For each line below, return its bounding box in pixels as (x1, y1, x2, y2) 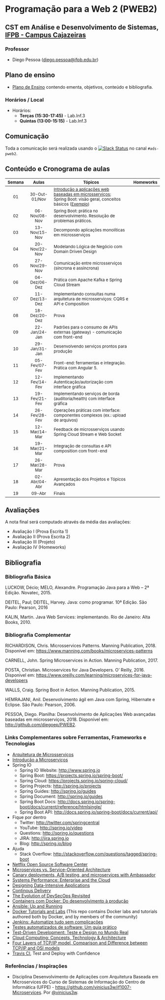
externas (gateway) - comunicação (54, 329, 122, 335)
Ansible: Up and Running (12, 903, 63, 909)
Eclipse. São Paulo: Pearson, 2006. (5, 702, 76, 708)
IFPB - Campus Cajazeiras (5, 31, 86, 39)
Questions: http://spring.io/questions (19, 830, 94, 836)
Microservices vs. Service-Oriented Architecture (12, 867, 110, 872)
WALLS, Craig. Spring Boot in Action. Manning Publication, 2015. (5, 687, 136, 693)
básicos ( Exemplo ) (54, 201, 90, 207)
